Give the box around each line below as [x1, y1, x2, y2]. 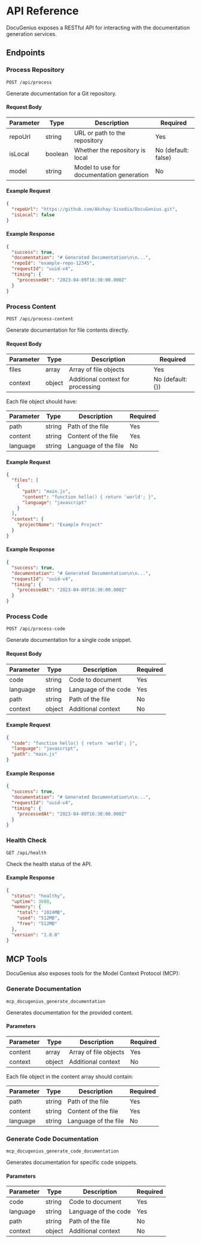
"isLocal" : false [11, 211, 55, 218]
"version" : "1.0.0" [11, 932, 60, 938]
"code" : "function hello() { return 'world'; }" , [11, 740, 138, 746]
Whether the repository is [74, 145, 146, 154]
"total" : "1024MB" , [17, 909, 66, 915]
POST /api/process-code [6, 626, 66, 632]
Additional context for [68, 375, 130, 384]
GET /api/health [6, 850, 47, 856]
